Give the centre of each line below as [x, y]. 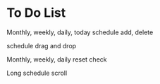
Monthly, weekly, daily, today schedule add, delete [80, 32]
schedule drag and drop [42, 45]
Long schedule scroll [37, 73]
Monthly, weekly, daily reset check [57, 59]
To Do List [36, 13]
